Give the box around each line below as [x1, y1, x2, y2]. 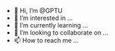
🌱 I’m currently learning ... [13, 21, 89, 29]
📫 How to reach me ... [13, 37, 79, 44]
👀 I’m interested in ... [13, 14, 73, 22]
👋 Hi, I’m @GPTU [13, 7, 63, 14]
